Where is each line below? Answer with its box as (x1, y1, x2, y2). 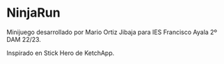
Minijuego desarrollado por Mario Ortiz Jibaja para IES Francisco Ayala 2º (6, 28, 217, 36)
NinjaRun (6, 5, 61, 21)
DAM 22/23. (6, 35, 41, 43)
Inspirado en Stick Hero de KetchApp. (6, 49, 115, 57)
